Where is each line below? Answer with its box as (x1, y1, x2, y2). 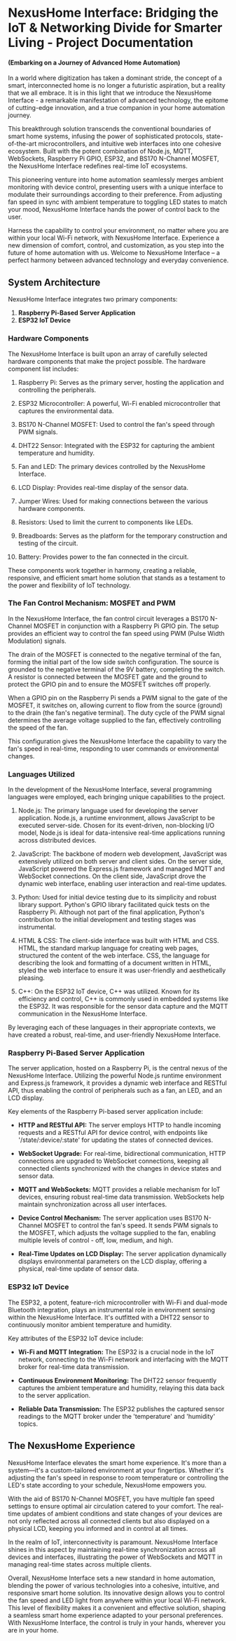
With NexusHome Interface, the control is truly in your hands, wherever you (8, 1618, 226, 1627)
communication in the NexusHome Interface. (18, 1009, 148, 1018)
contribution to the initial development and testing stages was (18, 915, 197, 924)
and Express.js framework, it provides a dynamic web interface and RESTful (8, 1079, 227, 1087)
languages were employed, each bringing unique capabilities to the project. (8, 793, 225, 801)
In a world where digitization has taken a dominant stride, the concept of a (8, 74, 223, 82)
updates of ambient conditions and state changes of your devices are (22, 1509, 223, 1518)
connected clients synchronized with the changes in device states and (18, 1164, 222, 1173)
